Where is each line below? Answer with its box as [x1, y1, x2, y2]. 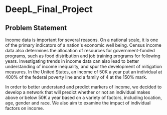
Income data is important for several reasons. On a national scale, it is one [5, 37, 158, 43]
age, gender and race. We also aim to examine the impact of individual [5, 100, 151, 106]
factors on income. [5, 105, 44, 111]
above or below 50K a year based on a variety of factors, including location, [5, 94, 162, 100]
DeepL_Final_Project [5, 4, 93, 15]
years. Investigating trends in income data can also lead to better [5, 58, 139, 64]
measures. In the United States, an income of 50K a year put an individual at [5, 69, 162, 75]
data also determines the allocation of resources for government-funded [5, 48, 155, 53]
